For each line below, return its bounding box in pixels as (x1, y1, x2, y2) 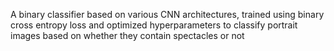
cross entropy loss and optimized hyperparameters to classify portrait (10, 19, 298, 31)
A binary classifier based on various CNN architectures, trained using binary (10, 9, 325, 20)
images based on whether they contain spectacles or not (10, 30, 245, 41)
